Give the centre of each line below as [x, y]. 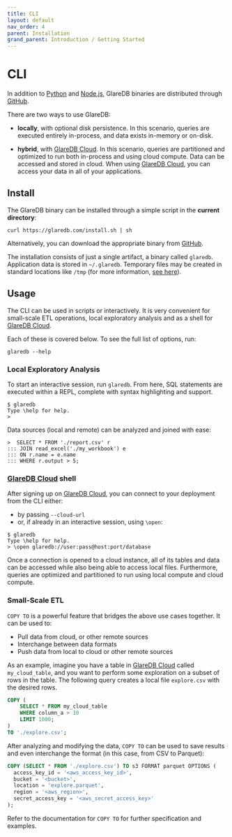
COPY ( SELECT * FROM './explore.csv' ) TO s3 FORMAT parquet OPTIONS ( [112, 766]
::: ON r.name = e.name [42, 455]
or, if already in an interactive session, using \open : [90, 522]
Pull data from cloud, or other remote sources [83, 636]
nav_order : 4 [26, 27]
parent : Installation [39, 33]
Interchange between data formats [67, 644]
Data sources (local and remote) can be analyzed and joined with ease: [109, 430]
